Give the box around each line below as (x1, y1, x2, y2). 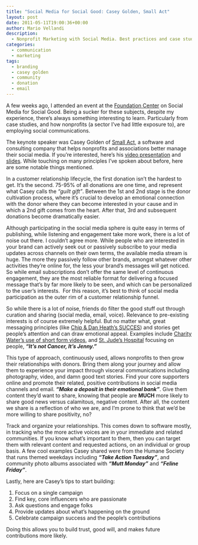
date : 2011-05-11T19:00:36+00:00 (6, 20, 88, 25)
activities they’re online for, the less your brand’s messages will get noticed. (6, 262, 190, 269)
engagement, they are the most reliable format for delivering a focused (6, 275, 178, 282)
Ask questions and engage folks (14, 501, 93, 509)
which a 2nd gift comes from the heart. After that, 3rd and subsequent (6, 207, 177, 214)
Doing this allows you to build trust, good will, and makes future (6, 525, 160, 533)
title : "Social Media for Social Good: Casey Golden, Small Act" (6, 8, 170, 15)
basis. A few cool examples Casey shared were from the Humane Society (6, 447, 184, 454)
